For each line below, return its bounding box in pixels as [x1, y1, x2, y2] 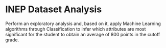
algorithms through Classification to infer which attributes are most [5, 26, 146, 32]
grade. [5, 37, 19, 43]
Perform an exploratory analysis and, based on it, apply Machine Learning [5, 20, 161, 27]
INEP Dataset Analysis [5, 4, 102, 15]
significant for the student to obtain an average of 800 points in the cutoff [5, 31, 160, 37]
